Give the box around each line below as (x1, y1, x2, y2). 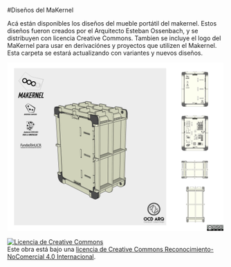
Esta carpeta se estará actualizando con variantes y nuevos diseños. (7, 49, 203, 57)
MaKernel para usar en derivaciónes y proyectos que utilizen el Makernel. (7, 42, 217, 49)
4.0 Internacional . (46, 252, 96, 261)
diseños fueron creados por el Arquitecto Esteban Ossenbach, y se (7, 27, 198, 35)
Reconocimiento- (165, 245, 214, 253)
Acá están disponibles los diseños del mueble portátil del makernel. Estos (7, 19, 217, 27)
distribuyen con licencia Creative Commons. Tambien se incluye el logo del (7, 34, 221, 42)
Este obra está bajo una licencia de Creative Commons (7, 245, 164, 253)
